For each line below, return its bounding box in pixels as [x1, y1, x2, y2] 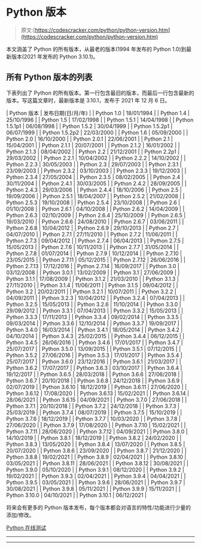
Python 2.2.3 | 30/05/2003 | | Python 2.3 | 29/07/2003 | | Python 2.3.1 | [6, 160, 182, 168]
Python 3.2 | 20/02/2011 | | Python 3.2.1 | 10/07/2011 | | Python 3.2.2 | [6, 288, 176, 295]
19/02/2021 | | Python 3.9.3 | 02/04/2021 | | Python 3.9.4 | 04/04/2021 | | [6, 472, 186, 480]
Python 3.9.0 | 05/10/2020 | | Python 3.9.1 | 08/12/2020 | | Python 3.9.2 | [6, 466, 184, 473]
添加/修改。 [6, 511, 35, 518]
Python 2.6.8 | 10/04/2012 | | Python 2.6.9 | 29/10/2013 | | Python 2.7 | [6, 224, 179, 231]
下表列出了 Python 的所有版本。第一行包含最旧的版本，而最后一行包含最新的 [6, 89, 194, 96]
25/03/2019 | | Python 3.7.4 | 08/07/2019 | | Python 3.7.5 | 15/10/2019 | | [6, 408, 182, 416]
